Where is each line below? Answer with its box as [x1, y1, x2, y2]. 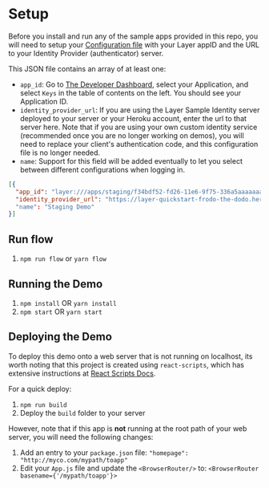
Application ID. [19, 96, 69, 106]
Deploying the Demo [8, 330, 112, 344]
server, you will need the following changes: [8, 432, 154, 441]
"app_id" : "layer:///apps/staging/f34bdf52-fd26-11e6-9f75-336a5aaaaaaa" [15, 188, 267, 196]
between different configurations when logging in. [19, 165, 186, 174]
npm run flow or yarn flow [19, 254, 106, 263]
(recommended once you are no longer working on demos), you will [19, 130, 244, 140]
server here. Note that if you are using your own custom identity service [19, 122, 258, 132]
